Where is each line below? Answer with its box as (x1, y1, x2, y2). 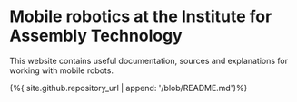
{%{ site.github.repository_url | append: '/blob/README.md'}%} (9, 82, 248, 93)
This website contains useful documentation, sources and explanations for (9, 55, 289, 66)
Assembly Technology (9, 25, 183, 46)
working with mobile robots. (9, 65, 114, 76)
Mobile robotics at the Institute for (9, 6, 272, 27)
